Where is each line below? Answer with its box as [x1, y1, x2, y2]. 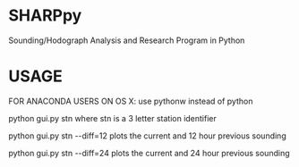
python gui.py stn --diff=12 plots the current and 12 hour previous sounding [8, 130, 287, 141]
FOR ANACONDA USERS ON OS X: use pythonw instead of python [8, 96, 253, 106]
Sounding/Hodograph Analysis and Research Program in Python [8, 35, 245, 46]
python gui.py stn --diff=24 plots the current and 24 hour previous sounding [8, 147, 290, 158]
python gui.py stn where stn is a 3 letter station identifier [8, 113, 217, 123]
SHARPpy [8, 5, 82, 26]
